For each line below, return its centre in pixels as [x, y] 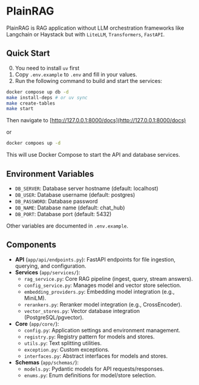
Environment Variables [50, 174]
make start [20, 109]
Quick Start [28, 54]
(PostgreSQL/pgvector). [54, 317]
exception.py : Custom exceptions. [67, 349]
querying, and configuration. [51, 266]
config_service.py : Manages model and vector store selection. [103, 285]
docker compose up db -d [38, 92]
